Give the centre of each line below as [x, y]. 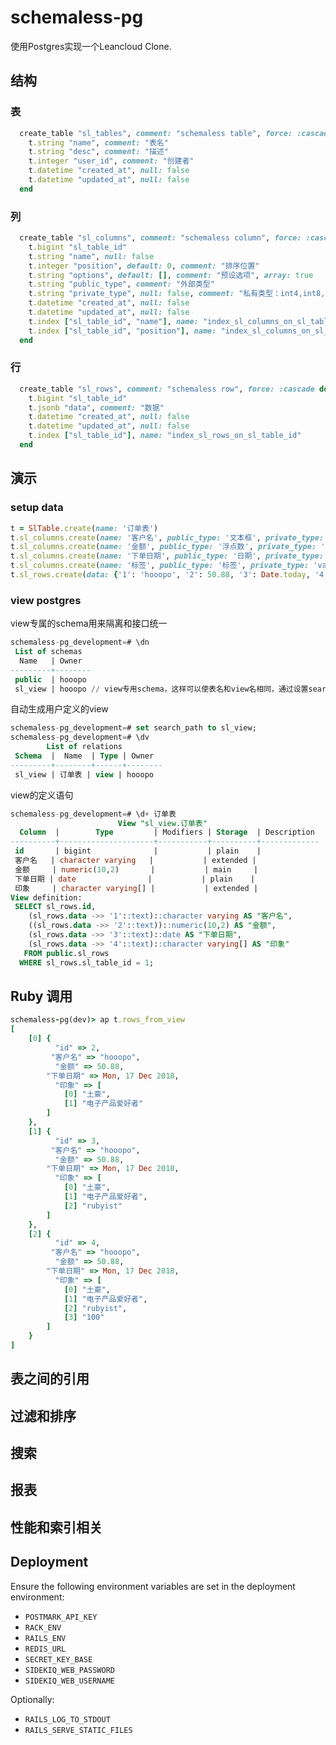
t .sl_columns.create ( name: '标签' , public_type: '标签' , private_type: [160, 566]
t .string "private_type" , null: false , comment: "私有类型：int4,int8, [177, 294]
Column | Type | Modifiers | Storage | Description [167, 832]
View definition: [46, 897]
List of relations [84, 747]
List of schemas [48, 652]
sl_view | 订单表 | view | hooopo [84, 774]
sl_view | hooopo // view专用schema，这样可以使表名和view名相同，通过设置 [161, 689]
